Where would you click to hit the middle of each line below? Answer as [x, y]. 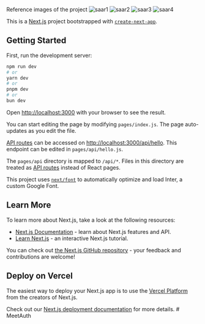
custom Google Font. [33, 186]
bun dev [16, 101]
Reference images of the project [47, 9]
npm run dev [21, 66]
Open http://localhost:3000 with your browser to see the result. [86, 112]
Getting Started [36, 41]
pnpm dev [17, 89]
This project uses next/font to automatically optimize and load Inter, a [95, 179]
